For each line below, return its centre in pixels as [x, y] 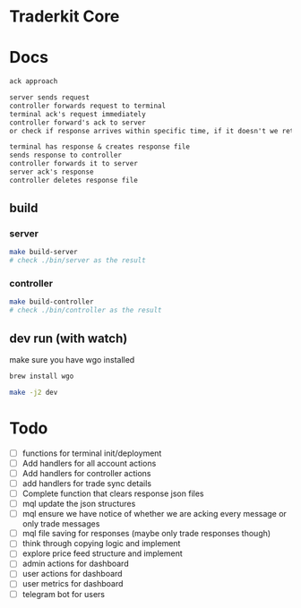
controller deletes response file [74, 180]
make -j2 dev [34, 392]
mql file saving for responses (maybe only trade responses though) [146, 534]
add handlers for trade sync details [87, 483]
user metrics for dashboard [73, 584]
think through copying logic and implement [101, 544]
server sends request [50, 98]
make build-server [43, 253]
